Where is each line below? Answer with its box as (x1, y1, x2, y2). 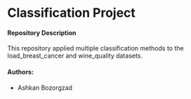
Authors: (7, 67, 34, 76)
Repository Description (7, 28, 77, 37)
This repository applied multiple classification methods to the (7, 44, 184, 53)
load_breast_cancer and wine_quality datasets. (7, 51, 143, 60)
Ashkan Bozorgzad (17, 83, 72, 92)
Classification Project (7, 5, 136, 21)
